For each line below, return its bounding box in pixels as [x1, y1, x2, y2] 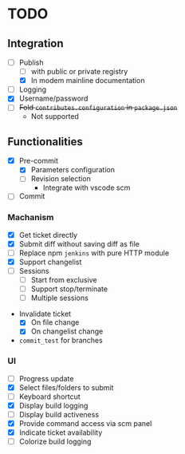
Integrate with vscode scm [42, 183, 131, 192]
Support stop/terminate [30, 284, 108, 294]
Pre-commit [18, 156, 59, 166]
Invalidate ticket [18, 309, 72, 319]
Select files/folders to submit [18, 382, 114, 392]
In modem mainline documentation [30, 76, 145, 85]
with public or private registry [30, 67, 128, 77]
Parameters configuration [30, 165, 116, 175]
